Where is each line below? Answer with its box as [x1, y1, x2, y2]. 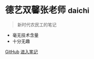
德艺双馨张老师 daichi [5, 4, 90, 16]
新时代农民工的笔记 [17, 22, 57, 28]
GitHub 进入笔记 [5, 49, 38, 55]
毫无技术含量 [12, 32, 39, 38]
